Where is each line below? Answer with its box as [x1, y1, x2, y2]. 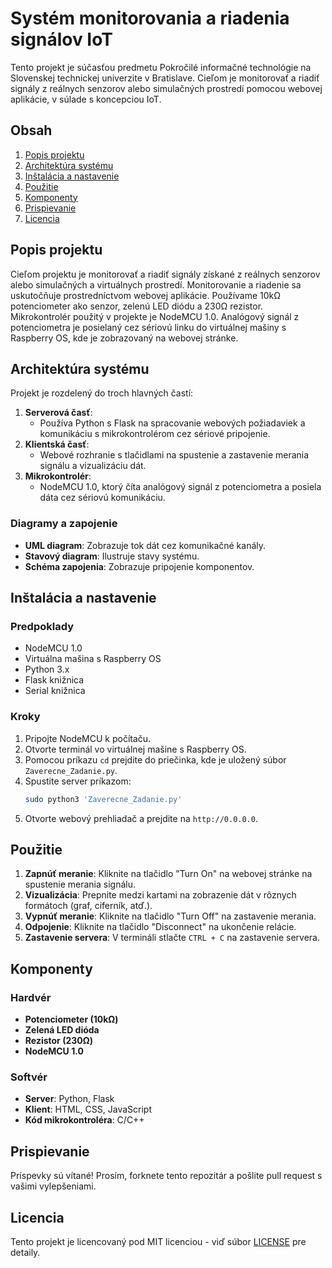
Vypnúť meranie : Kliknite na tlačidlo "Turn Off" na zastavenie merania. [24, 910, 317, 922]
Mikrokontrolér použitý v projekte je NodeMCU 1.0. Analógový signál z [10, 310, 300, 322]
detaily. [10, 1246, 41, 1258]
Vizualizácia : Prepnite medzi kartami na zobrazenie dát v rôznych [24, 889, 297, 901]
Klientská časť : [24, 438, 90, 451]
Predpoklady [10, 619, 75, 633]
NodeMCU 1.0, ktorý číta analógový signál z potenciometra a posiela [39, 481, 322, 493]
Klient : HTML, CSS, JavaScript [24, 1103, 152, 1116]
